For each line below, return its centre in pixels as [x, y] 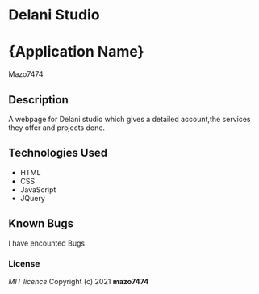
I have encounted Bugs [47, 243]
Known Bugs [41, 224]
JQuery [33, 198]
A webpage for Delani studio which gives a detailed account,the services [129, 119]
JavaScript [38, 189]
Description [38, 100]
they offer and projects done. [57, 128]
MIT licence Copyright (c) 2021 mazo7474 [79, 281]
